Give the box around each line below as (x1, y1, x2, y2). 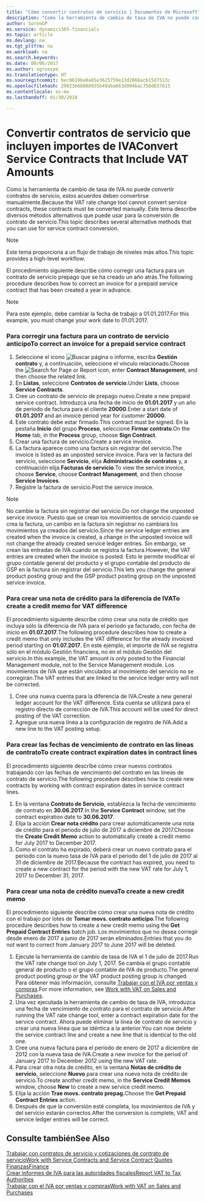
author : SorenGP (6, 20, 48, 26)
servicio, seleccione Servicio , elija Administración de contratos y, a (15, 457, 187, 464)
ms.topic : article (6, 32, 53, 38)
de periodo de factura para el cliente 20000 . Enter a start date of (15, 405, 178, 412)
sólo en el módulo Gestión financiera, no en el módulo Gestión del (6, 648, 172, 656)
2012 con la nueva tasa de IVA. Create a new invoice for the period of (15, 1050, 188, 1057)
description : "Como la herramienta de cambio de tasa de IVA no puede (6, 15, 190, 21)
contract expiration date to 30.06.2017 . (15, 813, 115, 820)
